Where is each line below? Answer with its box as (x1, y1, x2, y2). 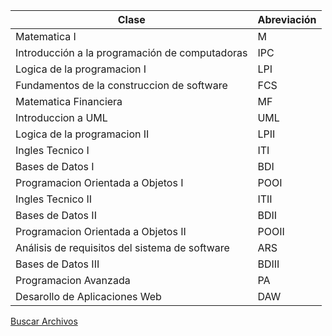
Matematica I (15, 30, 77, 43)
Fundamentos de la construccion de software (15, 79, 228, 92)
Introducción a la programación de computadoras (15, 46, 248, 59)
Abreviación (257, 13, 317, 26)
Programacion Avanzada (15, 274, 131, 287)
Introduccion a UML (15, 111, 108, 124)
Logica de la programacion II (15, 127, 150, 141)
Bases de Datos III (15, 257, 100, 271)
